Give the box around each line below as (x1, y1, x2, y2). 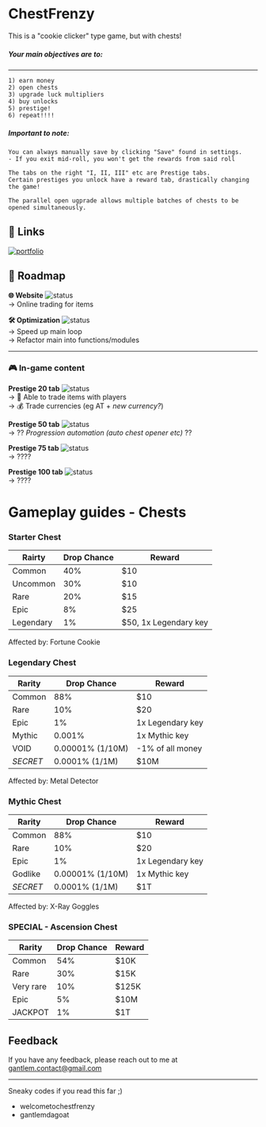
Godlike (12, 868, 41, 879)
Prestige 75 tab (8, 443, 59, 452)
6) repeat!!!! (8, 111, 55, 119)
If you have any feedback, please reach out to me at (8, 1055, 178, 1064)
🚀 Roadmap (8, 269, 66, 283)
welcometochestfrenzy (19, 1101, 95, 1111)
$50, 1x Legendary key (121, 617, 208, 628)
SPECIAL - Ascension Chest (8, 921, 118, 933)
